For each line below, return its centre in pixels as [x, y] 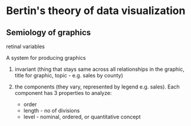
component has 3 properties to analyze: [63, 93]
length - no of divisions [52, 110]
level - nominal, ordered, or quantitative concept [82, 117]
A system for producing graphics [46, 58]
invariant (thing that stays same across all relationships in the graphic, [99, 69]
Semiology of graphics [49, 33]
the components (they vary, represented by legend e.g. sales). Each [97, 87]
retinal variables [26, 46]
